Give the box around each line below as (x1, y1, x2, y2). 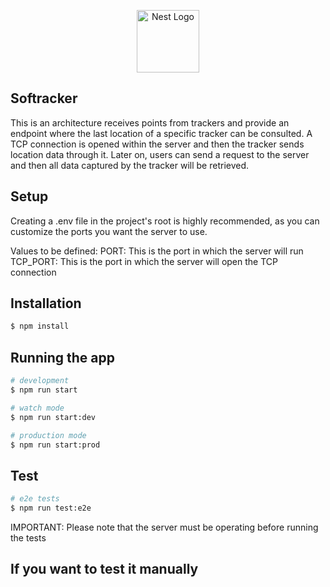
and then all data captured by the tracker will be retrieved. (10, 159, 250, 171)
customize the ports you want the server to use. (10, 225, 208, 237)
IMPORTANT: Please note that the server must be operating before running (10, 521, 319, 533)
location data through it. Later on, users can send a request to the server (10, 148, 310, 160)
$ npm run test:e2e (10, 503, 92, 514)
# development (10, 376, 70, 386)
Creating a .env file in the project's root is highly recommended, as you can (10, 215, 320, 227)
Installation (10, 295, 82, 312)
